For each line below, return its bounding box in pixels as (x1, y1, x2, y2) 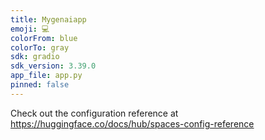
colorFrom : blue (10, 33, 78, 43)
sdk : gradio (10, 52, 60, 62)
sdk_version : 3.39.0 (10, 61, 97, 71)
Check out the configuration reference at (10, 107, 179, 119)
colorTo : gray (10, 42, 70, 53)
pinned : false (10, 80, 70, 90)
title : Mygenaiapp (10, 14, 87, 25)
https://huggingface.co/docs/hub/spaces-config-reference (10, 117, 255, 130)
